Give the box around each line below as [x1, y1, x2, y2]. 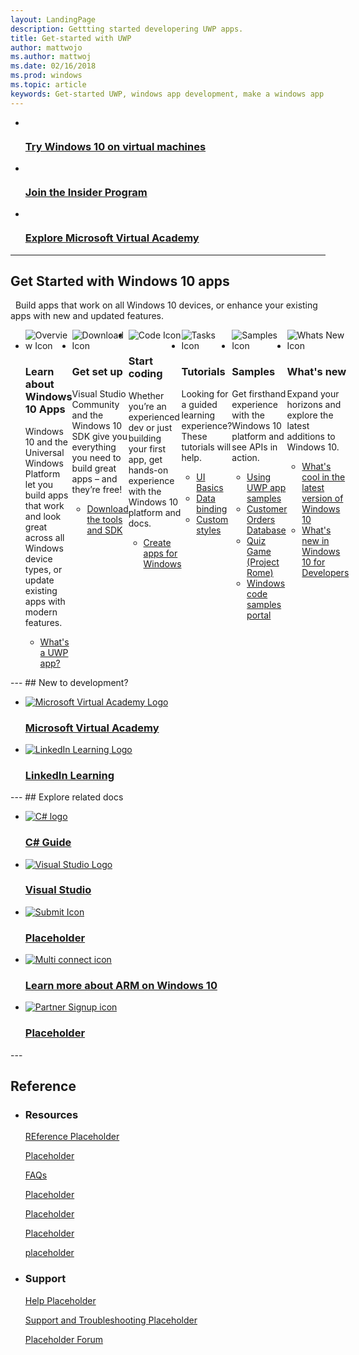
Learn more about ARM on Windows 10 [24, 979, 218, 993]
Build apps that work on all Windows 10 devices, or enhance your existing [14, 299, 318, 311]
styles [196, 524, 222, 536]
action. [231, 451, 260, 463]
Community [71, 398, 120, 410]
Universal [24, 446, 65, 458]
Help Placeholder [24, 1294, 97, 1306]
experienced [128, 411, 180, 423]
